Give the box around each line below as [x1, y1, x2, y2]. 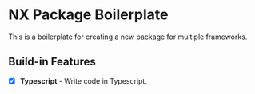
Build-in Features [8, 55, 96, 69]
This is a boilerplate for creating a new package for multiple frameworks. [8, 32, 248, 41]
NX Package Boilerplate [8, 6, 169, 24]
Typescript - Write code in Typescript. [19, 76, 148, 85]
